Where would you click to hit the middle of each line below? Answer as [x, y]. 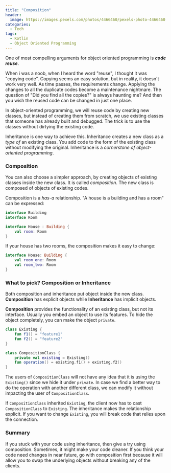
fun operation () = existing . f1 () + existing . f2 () [68, 363]
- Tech [17, 29]
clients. [13, 465]
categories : [18, 24]
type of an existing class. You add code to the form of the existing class [81, 142]
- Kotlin [19, 39]
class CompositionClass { [33, 353]
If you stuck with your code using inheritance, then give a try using [76, 444]
